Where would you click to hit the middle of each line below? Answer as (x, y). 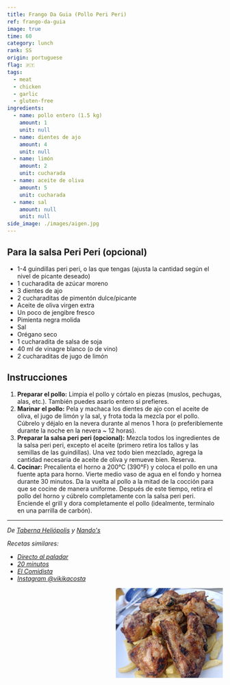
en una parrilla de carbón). (54, 510)
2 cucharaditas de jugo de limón (62, 356)
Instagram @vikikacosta (51, 578)
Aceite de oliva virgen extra (55, 305)
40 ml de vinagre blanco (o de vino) (67, 348)
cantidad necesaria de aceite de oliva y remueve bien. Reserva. (106, 459)
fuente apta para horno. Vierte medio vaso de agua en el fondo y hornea (119, 474)
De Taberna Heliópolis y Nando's (54, 530)
